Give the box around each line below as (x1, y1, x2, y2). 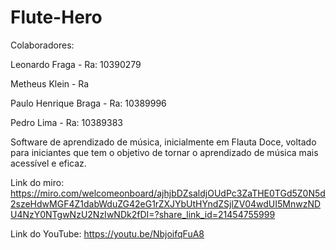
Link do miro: (10, 176, 65, 188)
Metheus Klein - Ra (10, 77, 90, 90)
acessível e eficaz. (10, 157, 87, 169)
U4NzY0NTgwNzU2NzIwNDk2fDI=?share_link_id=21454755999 (10, 208, 276, 220)
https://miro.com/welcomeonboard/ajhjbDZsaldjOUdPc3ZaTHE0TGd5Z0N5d (10, 187, 326, 199)
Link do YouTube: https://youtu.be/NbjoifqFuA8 (10, 227, 205, 240)
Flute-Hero (10, 6, 103, 29)
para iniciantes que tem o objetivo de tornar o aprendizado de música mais (10, 146, 319, 158)
